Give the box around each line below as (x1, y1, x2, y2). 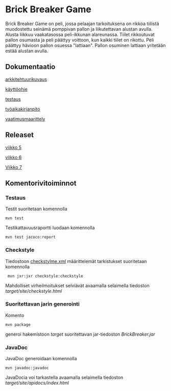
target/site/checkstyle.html (5, 288, 62, 294)
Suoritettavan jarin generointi (5, 300, 80, 308)
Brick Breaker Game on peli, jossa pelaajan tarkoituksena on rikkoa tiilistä (5, 20, 159, 27)
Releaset (5, 131, 34, 139)
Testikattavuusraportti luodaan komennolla (5, 225, 95, 231)
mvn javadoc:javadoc (5, 365, 50, 371)
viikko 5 (5, 144, 22, 150)
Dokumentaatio (5, 62, 56, 71)
